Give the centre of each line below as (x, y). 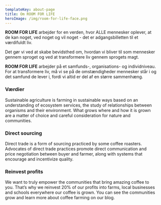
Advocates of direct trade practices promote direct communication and (76, 149)
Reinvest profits (24, 172)
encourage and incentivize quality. (39, 159)
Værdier (15, 89)
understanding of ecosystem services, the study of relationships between (79, 105)
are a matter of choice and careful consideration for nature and (68, 115)
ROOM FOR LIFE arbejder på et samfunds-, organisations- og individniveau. (80, 66)
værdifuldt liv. (19, 43)
